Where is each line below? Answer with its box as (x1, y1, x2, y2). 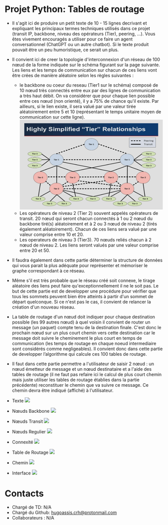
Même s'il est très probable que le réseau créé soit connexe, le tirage (12, 278, 155, 284)
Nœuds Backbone (12, 408, 50, 414)
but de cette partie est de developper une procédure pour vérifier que (12, 288, 156, 294)
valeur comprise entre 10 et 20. (19, 231, 84, 237)
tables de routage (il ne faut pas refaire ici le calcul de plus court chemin (12, 372, 162, 378)
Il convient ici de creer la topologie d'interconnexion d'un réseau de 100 (12, 56, 160, 62)
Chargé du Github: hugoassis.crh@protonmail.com (12, 509, 117, 515)
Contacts (5, 487, 44, 499)
